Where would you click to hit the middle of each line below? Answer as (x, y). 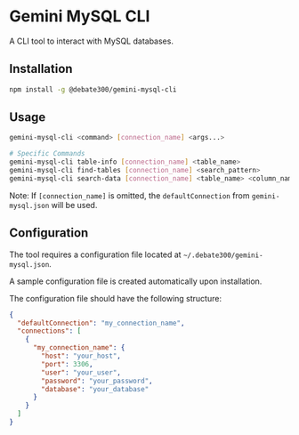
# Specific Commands (48, 154)
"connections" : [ (49, 331)
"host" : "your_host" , (81, 356)
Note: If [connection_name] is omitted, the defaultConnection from (130, 195)
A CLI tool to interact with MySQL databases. (91, 41)
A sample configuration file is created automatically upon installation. (136, 281)
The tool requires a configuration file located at (95, 254)
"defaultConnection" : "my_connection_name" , (101, 323)
